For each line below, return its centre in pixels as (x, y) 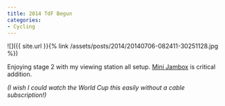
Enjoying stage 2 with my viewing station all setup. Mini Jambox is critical (111, 67)
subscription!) (27, 95)
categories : (24, 20)
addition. (20, 74)
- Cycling (21, 26)
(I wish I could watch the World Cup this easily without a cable (96, 88)
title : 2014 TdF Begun (40, 14)
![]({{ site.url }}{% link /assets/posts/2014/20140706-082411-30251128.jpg (113, 46)
